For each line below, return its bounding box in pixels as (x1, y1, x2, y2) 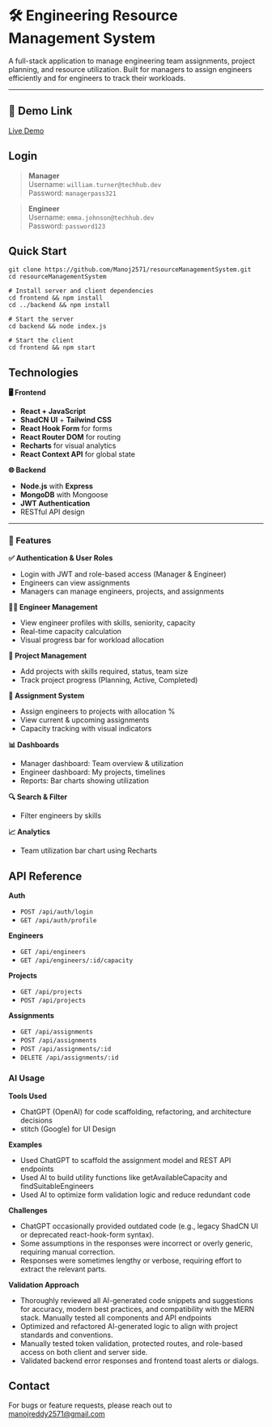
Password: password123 (28, 220, 106, 231)
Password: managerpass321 (28, 188, 117, 198)
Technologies (8, 365, 79, 379)
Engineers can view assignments (19, 578, 130, 588)
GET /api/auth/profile (19, 917, 97, 925)
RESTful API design (19, 507, 85, 517)
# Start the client (8, 337, 74, 345)
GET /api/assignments (19, 1028, 93, 1037)
